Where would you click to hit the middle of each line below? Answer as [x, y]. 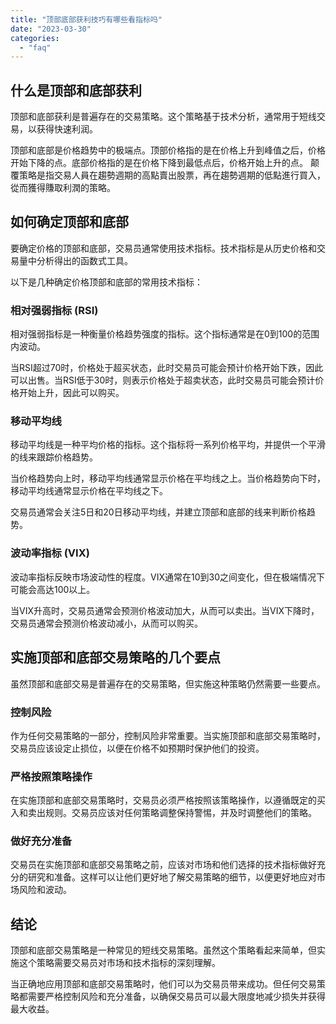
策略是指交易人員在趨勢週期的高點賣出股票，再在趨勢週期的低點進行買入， [172, 175]
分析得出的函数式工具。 [84, 260]
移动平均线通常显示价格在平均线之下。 [89, 491]
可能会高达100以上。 [53, 589]
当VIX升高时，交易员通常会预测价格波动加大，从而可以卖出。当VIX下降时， [165, 610]
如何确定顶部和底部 [69, 222]
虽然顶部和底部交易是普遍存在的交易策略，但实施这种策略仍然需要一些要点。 [168, 683]
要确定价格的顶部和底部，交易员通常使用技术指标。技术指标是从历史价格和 [163, 248]
